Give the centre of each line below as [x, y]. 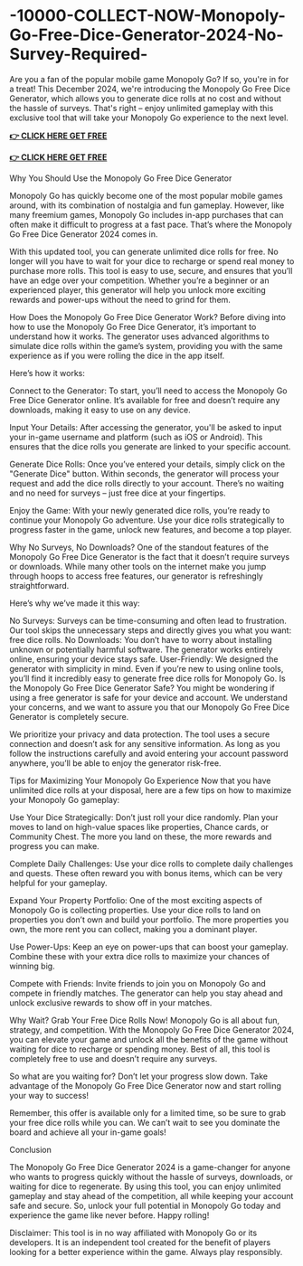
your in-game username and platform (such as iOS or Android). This [136, 437]
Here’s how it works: [47, 373]
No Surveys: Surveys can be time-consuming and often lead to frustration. [148, 620]
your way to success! [49, 1095]
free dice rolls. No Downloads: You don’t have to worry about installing [141, 639]
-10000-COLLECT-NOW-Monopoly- [148, 16]
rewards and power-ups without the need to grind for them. [120, 299]
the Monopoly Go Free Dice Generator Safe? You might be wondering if [142, 687]
